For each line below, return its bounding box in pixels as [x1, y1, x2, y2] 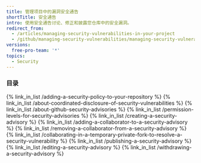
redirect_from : [6, 25, 44, 32]
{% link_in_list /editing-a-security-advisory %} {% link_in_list [6, 143, 156, 151]
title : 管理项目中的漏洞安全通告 [6, 8, 79, 15]
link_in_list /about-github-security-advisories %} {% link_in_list [6, 105, 162, 113]
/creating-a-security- [124, 112, 178, 119]
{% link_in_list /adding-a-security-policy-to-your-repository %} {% [6, 93, 171, 100]
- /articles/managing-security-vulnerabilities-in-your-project [11, 31, 175, 37]
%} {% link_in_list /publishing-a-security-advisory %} [59, 137, 192, 145]
